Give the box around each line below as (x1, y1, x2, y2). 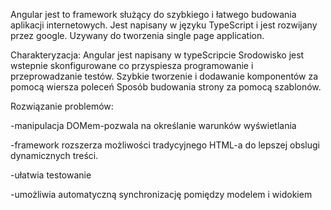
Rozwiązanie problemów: (10, 100, 114, 112)
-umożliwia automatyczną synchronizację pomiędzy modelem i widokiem (10, 189, 313, 200)
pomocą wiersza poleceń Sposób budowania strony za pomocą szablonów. (10, 81, 322, 93)
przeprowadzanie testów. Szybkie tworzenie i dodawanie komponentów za (10, 70, 319, 82)
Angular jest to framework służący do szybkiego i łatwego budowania (10, 9, 297, 20)
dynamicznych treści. (10, 150, 99, 161)
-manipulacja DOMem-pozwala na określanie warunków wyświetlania (10, 120, 297, 131)
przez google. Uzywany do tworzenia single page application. (10, 30, 265, 41)
